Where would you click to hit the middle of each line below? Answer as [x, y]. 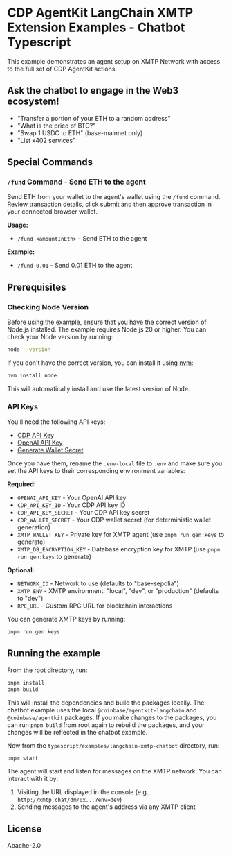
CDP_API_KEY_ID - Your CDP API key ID [71, 505]
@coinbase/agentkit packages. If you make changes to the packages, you [112, 717]
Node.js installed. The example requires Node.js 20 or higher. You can [107, 329]
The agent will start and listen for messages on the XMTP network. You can [115, 771]
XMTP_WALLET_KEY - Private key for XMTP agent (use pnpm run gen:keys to [121, 535]
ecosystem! [34, 102]
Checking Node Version [48, 307]
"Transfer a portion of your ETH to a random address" [94, 118]
